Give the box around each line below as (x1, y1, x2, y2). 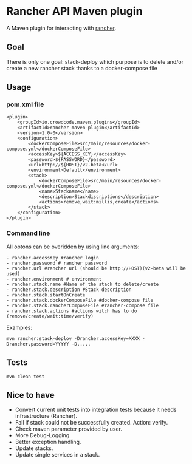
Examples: (6, 324, 32, 331)
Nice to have (6, 390, 55, 400)
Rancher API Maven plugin (6, 4, 143, 18)
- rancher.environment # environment (6, 276, 102, 282)
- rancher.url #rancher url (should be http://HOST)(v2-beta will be (6, 265, 187, 271)
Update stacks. (15, 445, 53, 452)
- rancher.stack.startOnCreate (6, 292, 86, 298)
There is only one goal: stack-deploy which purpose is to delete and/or (6, 58, 184, 65)
